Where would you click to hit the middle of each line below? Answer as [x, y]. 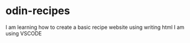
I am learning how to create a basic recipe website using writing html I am [95, 27]
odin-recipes [38, 11]
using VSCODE [24, 33]
